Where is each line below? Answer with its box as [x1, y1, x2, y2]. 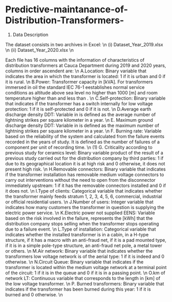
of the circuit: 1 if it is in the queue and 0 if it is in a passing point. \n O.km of [5, 270, 165, 276]
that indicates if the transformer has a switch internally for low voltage [5, 100, 153, 106]
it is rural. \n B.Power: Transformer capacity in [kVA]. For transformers [5, 79, 153, 85]
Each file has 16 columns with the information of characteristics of [5, 56, 145, 63]
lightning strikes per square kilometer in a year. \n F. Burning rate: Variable [5, 127, 162, 134]
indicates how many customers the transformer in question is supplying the [5, 204, 165, 210]
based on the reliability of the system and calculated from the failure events [5, 133, 165, 139]
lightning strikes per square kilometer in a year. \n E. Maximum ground [5, 117, 154, 123]
